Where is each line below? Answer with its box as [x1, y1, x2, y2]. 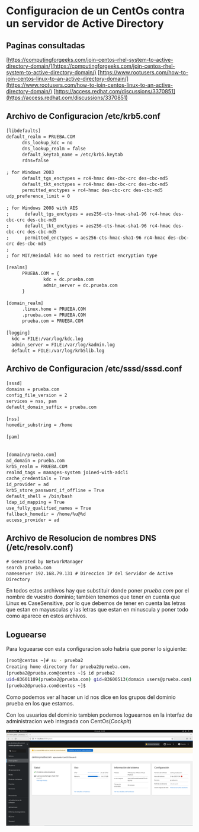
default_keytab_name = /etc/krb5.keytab [21, 152, 123, 157]
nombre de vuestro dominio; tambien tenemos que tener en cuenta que [6, 593, 181, 601]
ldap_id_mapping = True [6, 499, 65, 505]
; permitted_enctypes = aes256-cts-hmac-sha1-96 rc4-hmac [6, 235, 166, 241]
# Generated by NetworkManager [6, 559, 84, 565]
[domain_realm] [6, 300, 44, 306]
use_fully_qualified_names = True [6, 505, 92, 511]
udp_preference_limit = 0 [6, 193, 70, 199]
